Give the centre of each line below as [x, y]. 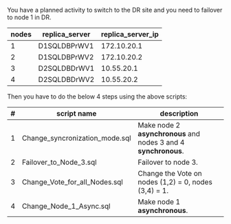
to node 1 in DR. [29, 17]
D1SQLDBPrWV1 [66, 46]
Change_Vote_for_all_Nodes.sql [73, 182]
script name [76, 113]
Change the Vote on [170, 173]
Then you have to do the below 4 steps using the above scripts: [97, 96]
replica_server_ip [130, 34]
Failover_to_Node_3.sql [59, 162]
